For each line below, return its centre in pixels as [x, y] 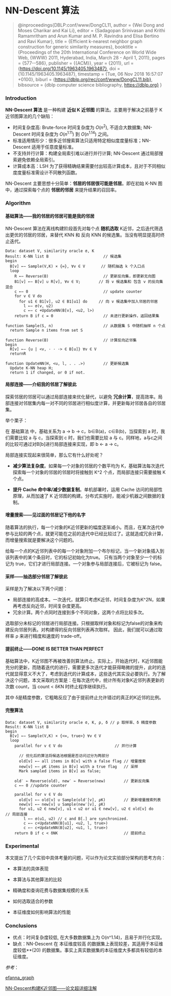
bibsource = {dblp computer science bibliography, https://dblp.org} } [90, 84]
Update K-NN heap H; [32, 368]
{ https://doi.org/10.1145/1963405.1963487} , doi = [69, 68]
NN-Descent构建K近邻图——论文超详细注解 [51, 988]
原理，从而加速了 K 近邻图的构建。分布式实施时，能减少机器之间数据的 [87, 496]
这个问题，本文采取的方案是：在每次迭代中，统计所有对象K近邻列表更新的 [87, 680]
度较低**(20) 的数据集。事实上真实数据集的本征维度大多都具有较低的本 [88, 950]
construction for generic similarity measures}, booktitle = [77, 47]
